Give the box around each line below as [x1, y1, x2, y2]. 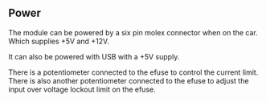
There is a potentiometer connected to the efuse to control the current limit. [8, 67, 259, 77]
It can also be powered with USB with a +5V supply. [8, 51, 180, 61]
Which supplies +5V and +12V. [8, 36, 110, 46]
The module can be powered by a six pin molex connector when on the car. [8, 27, 259, 37]
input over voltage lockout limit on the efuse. [8, 84, 156, 94]
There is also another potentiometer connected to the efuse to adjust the [8, 75, 249, 85]
